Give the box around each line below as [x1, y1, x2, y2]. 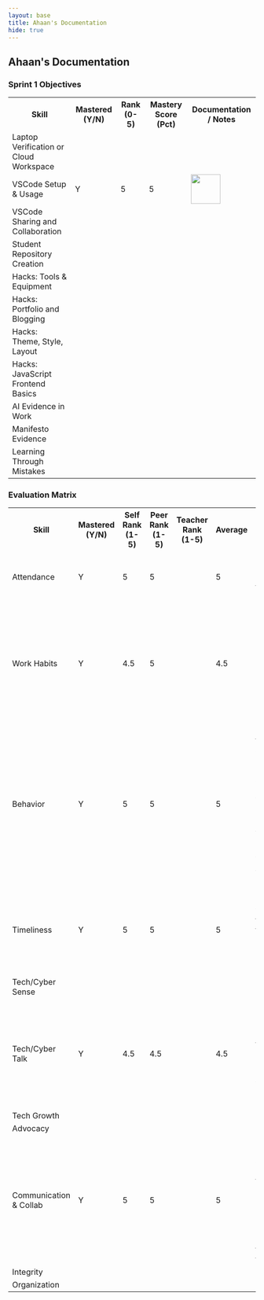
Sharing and [12, 216, 57, 227]
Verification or [12, 142, 64, 153]
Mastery [150, 99, 182, 110]
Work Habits [12, 658, 57, 669]
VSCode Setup [12, 179, 67, 190]
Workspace [12, 161, 55, 172]
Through [12, 456, 44, 467]
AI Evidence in [12, 401, 65, 412]
